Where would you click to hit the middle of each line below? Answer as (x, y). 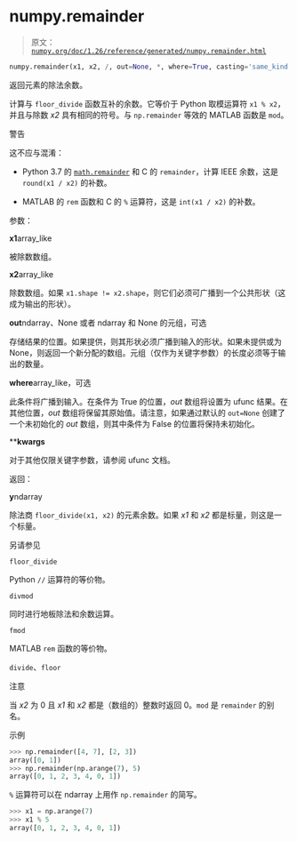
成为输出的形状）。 (42, 303)
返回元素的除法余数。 (48, 84)
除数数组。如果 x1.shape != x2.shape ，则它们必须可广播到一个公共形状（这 (148, 292)
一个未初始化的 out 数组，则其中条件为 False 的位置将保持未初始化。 (134, 423)
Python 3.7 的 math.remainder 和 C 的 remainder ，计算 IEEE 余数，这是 (150, 172)
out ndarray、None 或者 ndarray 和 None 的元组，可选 (108, 323)
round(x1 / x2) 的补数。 (67, 182)
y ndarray (26, 496)
